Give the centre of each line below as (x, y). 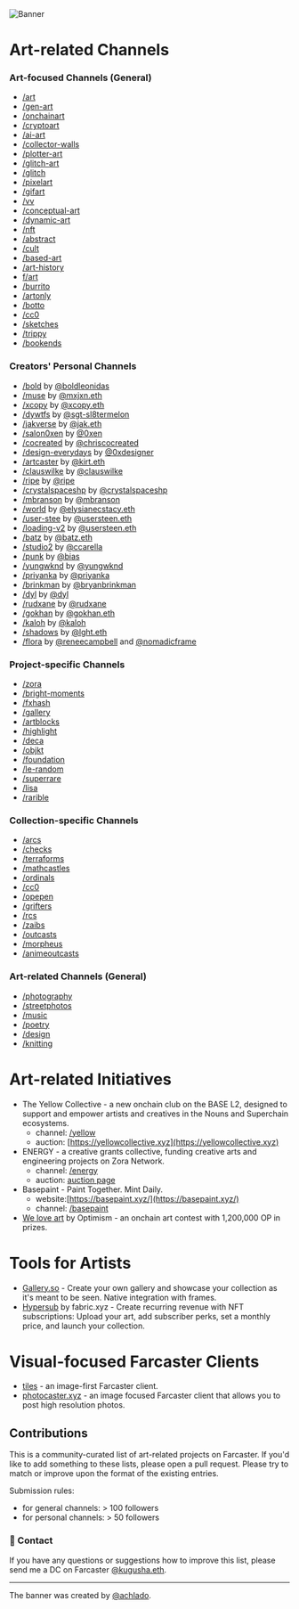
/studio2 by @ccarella (62, 546)
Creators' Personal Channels (73, 366)
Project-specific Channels (67, 665)
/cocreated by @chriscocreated (81, 442)
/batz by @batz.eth (57, 537)
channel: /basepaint (72, 1208)
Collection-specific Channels (74, 821)
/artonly (36, 296)
